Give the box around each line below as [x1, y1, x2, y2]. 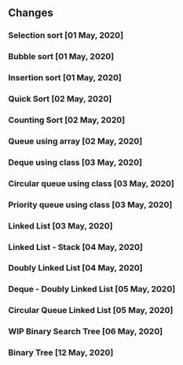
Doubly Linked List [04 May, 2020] [8, 263, 143, 274]
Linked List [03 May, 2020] [8, 220, 113, 231]
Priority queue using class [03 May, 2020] [8, 199, 173, 210]
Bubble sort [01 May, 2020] [8, 51, 115, 62]
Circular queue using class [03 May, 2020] [8, 177, 175, 188]
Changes [8, 6, 53, 20]
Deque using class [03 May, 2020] [8, 157, 143, 168]
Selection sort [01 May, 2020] [8, 30, 124, 41]
